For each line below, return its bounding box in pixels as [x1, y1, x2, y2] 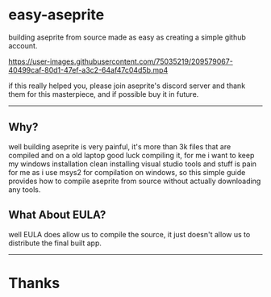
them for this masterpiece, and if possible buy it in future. [8, 89, 199, 98]
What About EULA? [8, 208, 106, 222]
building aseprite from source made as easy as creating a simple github [8, 32, 246, 42]
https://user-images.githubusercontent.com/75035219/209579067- [8, 56, 234, 66]
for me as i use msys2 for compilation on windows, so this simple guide [8, 167, 246, 177]
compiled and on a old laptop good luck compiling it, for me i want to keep [8, 150, 255, 160]
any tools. [8, 184, 41, 195]
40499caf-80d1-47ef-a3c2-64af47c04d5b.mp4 [8, 65, 169, 74]
